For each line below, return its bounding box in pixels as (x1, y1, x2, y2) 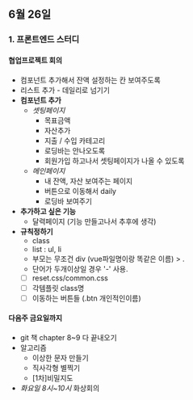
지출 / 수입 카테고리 (44, 136, 106, 145)
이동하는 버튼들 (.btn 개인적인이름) (31, 293, 141, 303)
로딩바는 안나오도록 (44, 145, 106, 155)
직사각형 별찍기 (31, 363, 81, 373)
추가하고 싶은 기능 (19, 206, 77, 216)
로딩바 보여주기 (44, 196, 93, 206)
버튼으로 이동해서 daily (44, 186, 117, 196)
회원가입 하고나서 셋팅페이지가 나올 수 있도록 (44, 156, 185, 166)
